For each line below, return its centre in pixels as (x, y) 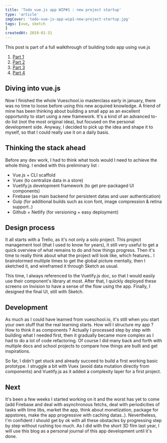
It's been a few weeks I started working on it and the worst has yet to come (82, 399)
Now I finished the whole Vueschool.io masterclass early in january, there (81, 100)
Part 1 (18, 57)
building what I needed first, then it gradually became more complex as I (79, 335)
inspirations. (18, 351)
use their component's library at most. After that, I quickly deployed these (81, 281)
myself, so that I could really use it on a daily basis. (57, 132)
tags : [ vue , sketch (25, 24)
